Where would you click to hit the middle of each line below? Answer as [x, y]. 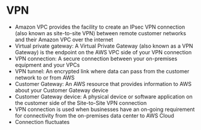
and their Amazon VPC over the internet [64, 39]
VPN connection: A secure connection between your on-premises [96, 58]
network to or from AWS [45, 78]
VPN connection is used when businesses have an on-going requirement [105, 109]
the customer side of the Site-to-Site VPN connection [81, 103]
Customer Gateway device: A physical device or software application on [103, 97]
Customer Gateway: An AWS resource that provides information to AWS [103, 83]
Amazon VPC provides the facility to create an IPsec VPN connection [100, 27]
